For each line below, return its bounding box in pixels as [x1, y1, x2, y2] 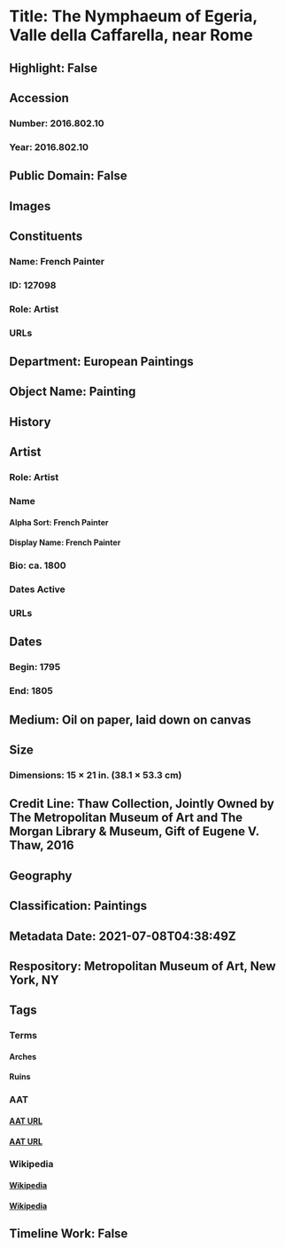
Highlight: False [9, 60, 98, 75]
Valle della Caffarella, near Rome [9, 25, 254, 45]
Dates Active [9, 583, 66, 596]
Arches [9, 1051, 37, 1062]
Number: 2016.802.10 [9, 117, 104, 130]
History [9, 414, 51, 430]
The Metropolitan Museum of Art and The [9, 810, 243, 825]
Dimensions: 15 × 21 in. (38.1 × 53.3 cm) [9, 769, 182, 781]
